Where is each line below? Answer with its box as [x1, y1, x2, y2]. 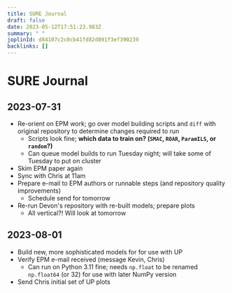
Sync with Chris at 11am [17, 172, 86, 179]
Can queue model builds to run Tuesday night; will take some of [27, 149, 212, 158]
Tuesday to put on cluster [27, 157, 102, 165]
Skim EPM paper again [17, 164, 83, 172]
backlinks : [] [7, 43, 49, 50]
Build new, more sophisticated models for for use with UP [17, 247, 183, 256]
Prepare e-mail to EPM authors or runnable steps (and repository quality [17, 179, 226, 187]
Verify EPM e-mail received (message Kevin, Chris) [17, 255, 165, 264]
